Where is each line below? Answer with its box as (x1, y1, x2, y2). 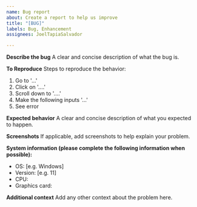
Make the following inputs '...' (15, 97, 88, 104)
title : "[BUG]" (6, 20, 45, 26)
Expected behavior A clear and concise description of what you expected (6, 115, 192, 122)
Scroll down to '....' (15, 90, 62, 97)
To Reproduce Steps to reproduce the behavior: (6, 65, 126, 73)
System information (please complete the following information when (6, 144, 185, 152)
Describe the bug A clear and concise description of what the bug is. (6, 53, 179, 61)
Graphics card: (15, 182, 53, 189)
